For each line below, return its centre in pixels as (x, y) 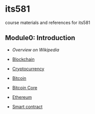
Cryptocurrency (28, 68)
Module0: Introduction (40, 38)
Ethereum (22, 97)
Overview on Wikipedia (36, 49)
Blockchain (23, 59)
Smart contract (27, 107)
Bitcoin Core (25, 88)
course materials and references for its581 (48, 23)
